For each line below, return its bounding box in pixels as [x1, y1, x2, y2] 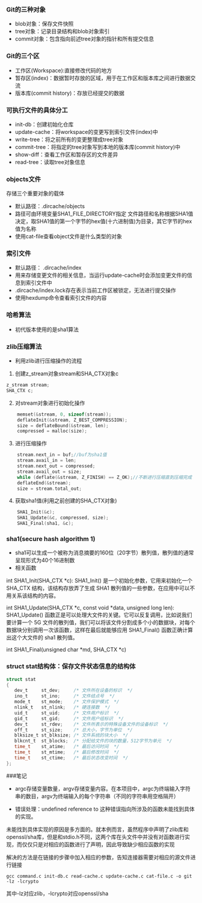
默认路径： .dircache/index [14, 264, 82, 271]
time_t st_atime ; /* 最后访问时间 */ [14, 744, 120, 750]
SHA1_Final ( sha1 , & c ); [17, 521, 74, 527]
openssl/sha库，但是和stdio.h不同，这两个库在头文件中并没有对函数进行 [6, 833, 185, 840]
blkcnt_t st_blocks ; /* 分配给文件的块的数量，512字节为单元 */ [14, 738, 173, 744]
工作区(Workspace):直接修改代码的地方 [14, 66, 112, 74]
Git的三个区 [6, 52, 40, 60]
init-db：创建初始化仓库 [14, 121, 74, 128]
